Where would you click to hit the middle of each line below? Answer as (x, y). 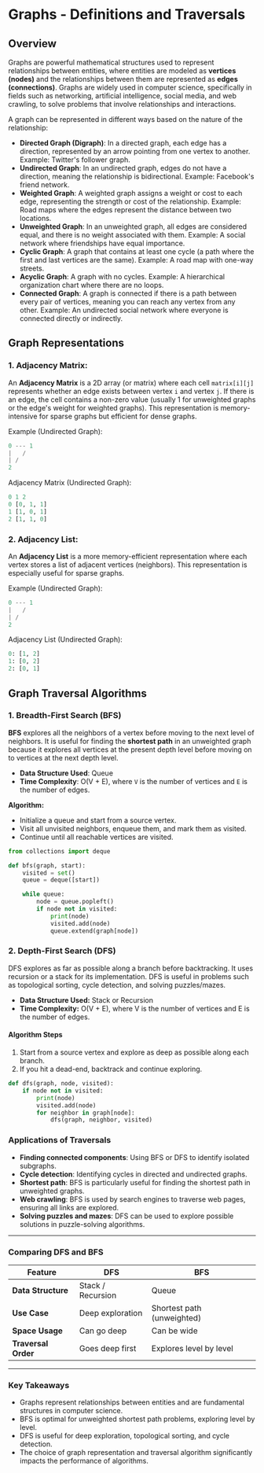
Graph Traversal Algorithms (77, 693)
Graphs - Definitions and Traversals (127, 15)
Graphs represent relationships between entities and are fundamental (132, 1402)
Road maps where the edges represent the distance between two (125, 210)
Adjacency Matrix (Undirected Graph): (70, 483)
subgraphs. (38, 1166)
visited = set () (49, 873)
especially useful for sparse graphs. (66, 573)
